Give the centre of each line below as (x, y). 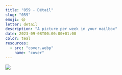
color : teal (18, 39)
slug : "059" (18, 15)
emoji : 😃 (15, 19)
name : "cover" (29, 53)
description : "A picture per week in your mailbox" (61, 29)
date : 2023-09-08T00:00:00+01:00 (41, 34)
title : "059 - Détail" (29, 10)
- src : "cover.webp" (32, 48)
